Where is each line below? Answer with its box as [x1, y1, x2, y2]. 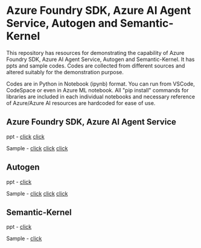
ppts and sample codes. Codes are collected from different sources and [6, 62, 185, 69]
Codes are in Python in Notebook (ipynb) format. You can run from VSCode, [6, 80, 195, 87]
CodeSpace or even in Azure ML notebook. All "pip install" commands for [6, 86, 189, 94]
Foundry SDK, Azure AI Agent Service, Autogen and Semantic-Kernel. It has [6, 56, 195, 63]
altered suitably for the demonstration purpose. [6, 68, 124, 75]
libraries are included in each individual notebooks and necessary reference [6, 93, 195, 100]
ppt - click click [6, 133, 45, 140]
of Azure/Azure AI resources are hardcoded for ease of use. [6, 99, 156, 106]
